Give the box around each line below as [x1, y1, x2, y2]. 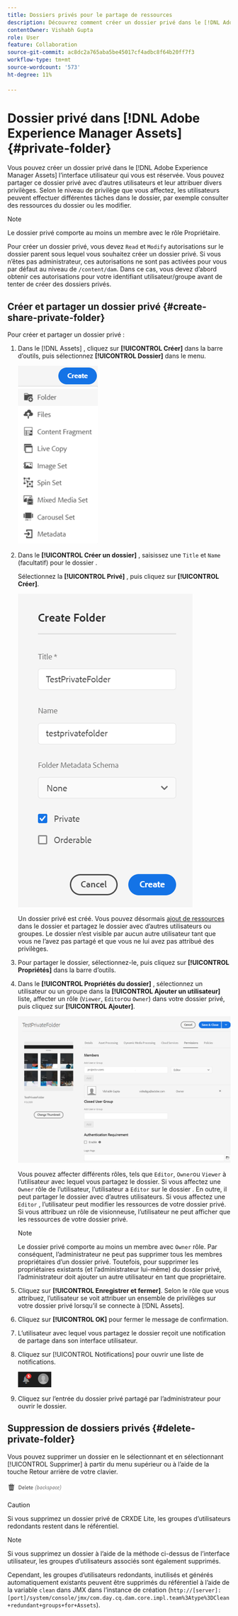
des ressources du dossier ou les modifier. [7, 201, 132, 210]
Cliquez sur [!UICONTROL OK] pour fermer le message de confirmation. [17, 1315, 229, 1323]
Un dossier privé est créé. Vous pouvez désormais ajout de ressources [17, 915, 225, 923]
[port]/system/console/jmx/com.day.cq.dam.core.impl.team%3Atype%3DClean [7, 1594, 230, 1601]
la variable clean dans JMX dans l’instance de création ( [7, 1586, 171, 1594]
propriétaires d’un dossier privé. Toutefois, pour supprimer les [17, 1258, 199, 1266]
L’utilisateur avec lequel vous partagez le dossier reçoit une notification [17, 1328, 226, 1337]
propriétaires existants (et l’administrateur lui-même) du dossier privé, [17, 1265, 222, 1273]
